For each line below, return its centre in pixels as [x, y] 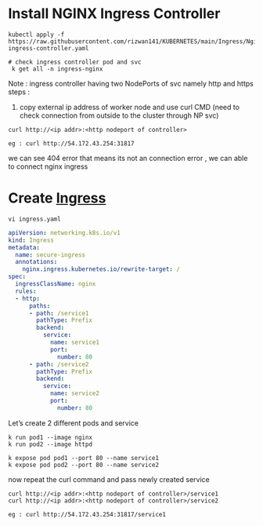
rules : [26, 291]
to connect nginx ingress [48, 166]
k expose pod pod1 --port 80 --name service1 [83, 458]
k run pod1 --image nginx [50, 437]
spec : [17, 277]
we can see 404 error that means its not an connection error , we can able [128, 158]
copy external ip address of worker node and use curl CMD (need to [130, 107]
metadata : [24, 247]
